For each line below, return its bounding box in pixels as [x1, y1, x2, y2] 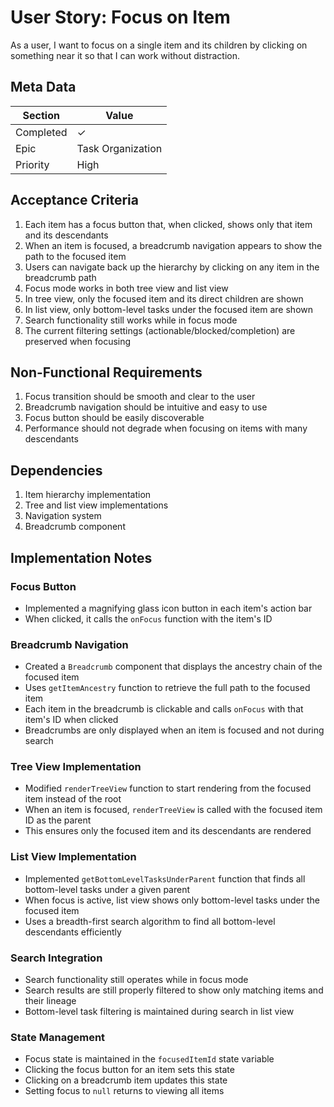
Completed [15, 125, 68, 139]
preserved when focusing [24, 335, 132, 347]
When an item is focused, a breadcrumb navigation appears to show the [24, 239, 323, 251]
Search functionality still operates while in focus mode [24, 974, 249, 986]
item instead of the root [24, 793, 122, 805]
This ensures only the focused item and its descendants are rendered [24, 825, 312, 837]
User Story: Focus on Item [10, 6, 231, 29]
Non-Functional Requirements [10, 364, 203, 381]
